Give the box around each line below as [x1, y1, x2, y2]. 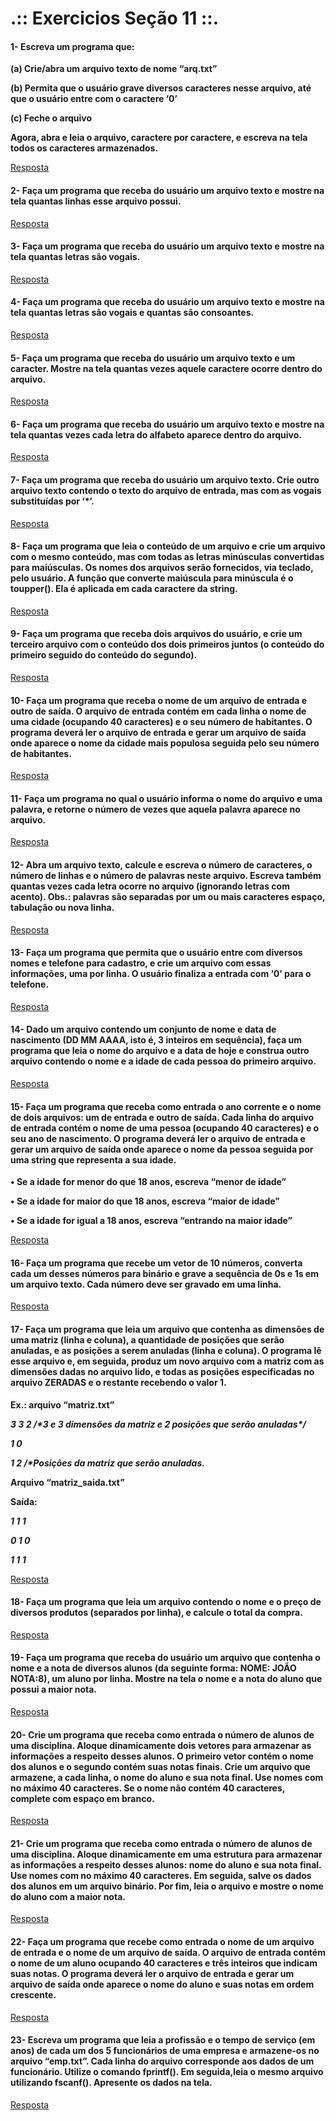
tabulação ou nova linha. [10, 902, 115, 914]
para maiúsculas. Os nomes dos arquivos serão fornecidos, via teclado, [10, 562, 314, 574]
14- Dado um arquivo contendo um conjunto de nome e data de [10, 1023, 277, 1036]
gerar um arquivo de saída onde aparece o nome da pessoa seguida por [10, 1143, 314, 1155]
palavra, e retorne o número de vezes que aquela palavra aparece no [10, 803, 301, 815]
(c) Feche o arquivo [10, 112, 93, 124]
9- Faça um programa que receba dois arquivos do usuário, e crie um [10, 628, 303, 640]
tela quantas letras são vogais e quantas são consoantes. [10, 307, 255, 319]
